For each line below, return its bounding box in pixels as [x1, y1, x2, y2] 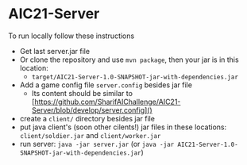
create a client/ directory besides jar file [19, 113, 155, 123]
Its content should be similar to [31, 88, 133, 98]
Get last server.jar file [19, 46, 90, 56]
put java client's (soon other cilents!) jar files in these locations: [19, 122, 227, 132]
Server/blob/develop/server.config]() [31, 105, 152, 115]
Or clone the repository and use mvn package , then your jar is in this [19, 55, 240, 64]
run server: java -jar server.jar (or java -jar [19, 139, 175, 148]
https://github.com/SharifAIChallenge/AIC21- [34, 97, 181, 106]
